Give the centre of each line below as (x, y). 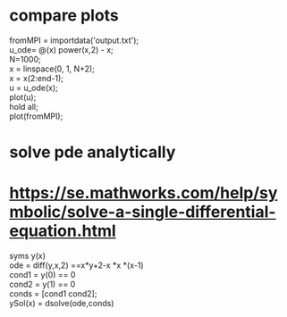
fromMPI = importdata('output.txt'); (74, 40)
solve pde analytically (93, 152)
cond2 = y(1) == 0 (42, 284)
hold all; (24, 106)
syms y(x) (28, 256)
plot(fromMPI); (36, 116)
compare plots (64, 16)
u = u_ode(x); (34, 88)
